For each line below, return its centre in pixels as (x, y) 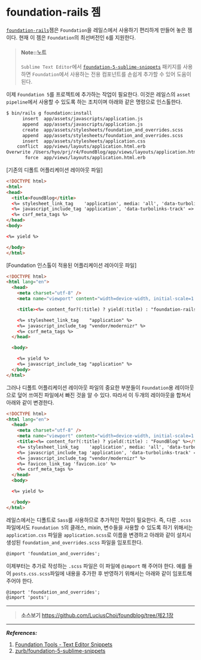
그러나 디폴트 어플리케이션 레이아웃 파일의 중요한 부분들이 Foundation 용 (90, 387)
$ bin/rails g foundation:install (49, 113)
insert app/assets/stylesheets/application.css (84, 141)
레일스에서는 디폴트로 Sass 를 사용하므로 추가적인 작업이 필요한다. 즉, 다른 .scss (99, 520)
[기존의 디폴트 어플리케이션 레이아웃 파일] (54, 170)
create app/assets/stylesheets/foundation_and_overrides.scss (103, 130)
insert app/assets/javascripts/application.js (83, 119)
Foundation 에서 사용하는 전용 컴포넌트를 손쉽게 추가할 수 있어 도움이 (112, 74)
